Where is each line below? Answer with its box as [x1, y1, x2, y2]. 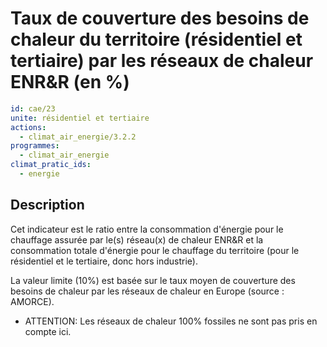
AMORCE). [10, 295, 55, 307]
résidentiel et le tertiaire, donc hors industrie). [10, 255, 198, 267]
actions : [10, 122, 47, 132]
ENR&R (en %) [10, 71, 130, 94]
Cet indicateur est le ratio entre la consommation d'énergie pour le [10, 223, 284, 235]
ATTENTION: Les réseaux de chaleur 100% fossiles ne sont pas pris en [24, 315, 318, 327]
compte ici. [24, 325, 72, 337]
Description [10, 197, 85, 214]
